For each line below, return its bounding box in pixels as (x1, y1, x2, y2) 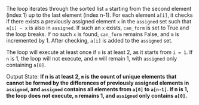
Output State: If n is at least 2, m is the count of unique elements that (6, 73, 177, 80)
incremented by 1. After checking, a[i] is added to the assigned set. (6, 37, 173, 44)
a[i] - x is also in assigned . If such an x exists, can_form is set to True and (6, 24, 189, 31)
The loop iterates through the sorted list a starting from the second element (6, 5, 192, 12)
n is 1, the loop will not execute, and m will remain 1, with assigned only (6, 55, 177, 62)
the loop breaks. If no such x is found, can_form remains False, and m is (6, 31, 179, 38)
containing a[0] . (6, 61, 46, 68)
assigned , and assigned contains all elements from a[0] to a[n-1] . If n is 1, (6, 86, 189, 92)
